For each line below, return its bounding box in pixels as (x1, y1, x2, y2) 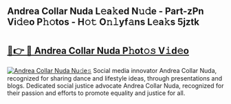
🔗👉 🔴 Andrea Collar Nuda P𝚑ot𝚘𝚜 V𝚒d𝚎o (7, 45, 190, 56)
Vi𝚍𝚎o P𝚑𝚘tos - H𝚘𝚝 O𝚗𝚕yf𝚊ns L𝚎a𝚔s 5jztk (7, 17, 200, 28)
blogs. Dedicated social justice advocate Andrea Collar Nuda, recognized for (7, 82, 224, 90)
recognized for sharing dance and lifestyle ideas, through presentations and (7, 74, 222, 82)
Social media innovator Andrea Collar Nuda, (92, 67, 217, 74)
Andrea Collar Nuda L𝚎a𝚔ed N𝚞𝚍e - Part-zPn (7, 6, 204, 17)
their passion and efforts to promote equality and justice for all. (7, 89, 186, 97)
